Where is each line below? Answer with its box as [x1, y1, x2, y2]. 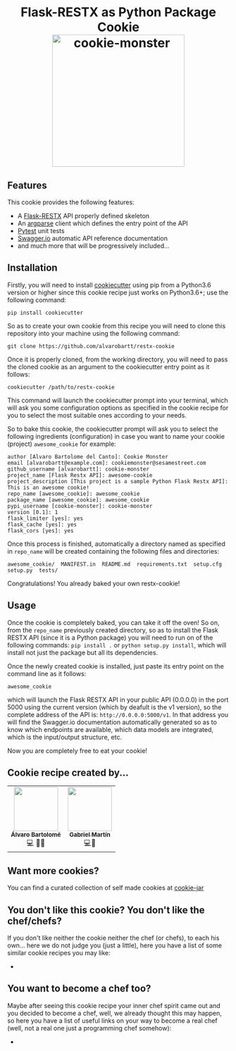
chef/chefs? [7, 915, 62, 927]
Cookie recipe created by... [7, 767, 129, 779]
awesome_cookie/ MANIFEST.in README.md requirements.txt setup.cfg [7, 561, 222, 568]
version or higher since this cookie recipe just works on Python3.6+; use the [7, 288, 229, 297]
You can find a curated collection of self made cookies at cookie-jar [7, 883, 204, 892]
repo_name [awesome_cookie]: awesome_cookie [7, 490, 140, 497]
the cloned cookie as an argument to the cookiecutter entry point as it [7, 362, 210, 371]
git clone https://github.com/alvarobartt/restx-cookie [7, 342, 175, 349]
